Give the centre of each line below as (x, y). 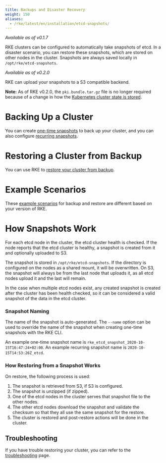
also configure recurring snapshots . (42, 136)
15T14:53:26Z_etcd (24, 353)
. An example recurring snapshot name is (85, 348)
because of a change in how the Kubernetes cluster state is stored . (74, 97)
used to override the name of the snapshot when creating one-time (74, 327)
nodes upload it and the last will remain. (46, 278)
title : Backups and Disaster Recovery (45, 10)
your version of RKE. (26, 209)
